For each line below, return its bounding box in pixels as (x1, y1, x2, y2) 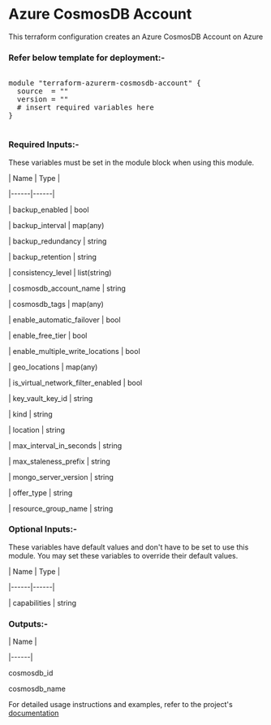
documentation (8, 708, 59, 719)
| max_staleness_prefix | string (8, 456, 111, 466)
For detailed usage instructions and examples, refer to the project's (8, 700, 233, 710)
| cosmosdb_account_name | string (8, 283, 126, 293)
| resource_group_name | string (8, 503, 114, 513)
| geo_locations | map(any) (8, 362, 98, 372)
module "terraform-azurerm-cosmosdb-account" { (8, 79, 201, 88)
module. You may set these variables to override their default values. (8, 550, 239, 560)
